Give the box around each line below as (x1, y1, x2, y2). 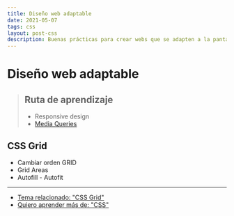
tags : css (7, 23, 36, 30)
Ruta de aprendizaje (24, 93, 114, 105)
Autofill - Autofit (17, 173, 64, 181)
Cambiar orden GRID (17, 158, 77, 167)
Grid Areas (17, 165, 49, 174)
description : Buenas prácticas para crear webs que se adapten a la (7, 36, 210, 43)
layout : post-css (7, 29, 58, 37)
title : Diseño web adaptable (7, 10, 92, 17)
